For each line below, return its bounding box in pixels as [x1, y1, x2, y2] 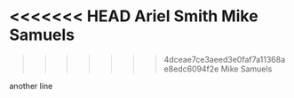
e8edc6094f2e [163, 64, 219, 74]
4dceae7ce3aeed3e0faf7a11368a [163, 54, 286, 64]
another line [9, 80, 53, 91]
